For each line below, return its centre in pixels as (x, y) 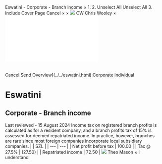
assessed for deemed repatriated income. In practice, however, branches (80, 135)
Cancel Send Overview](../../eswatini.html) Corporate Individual (70, 75)
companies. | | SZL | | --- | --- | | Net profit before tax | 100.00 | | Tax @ (78, 146)
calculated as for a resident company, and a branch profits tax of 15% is (79, 130)
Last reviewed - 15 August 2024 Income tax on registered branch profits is (81, 125)
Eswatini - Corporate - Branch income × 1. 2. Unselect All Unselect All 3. (79, 7)
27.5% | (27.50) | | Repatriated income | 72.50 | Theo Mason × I (73, 152)
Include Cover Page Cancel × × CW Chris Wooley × (61, 13)
